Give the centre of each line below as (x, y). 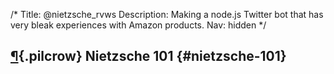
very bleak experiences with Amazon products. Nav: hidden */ (138, 25)
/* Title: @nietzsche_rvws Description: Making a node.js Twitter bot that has (167, 14)
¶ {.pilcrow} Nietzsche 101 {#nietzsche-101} (148, 56)
